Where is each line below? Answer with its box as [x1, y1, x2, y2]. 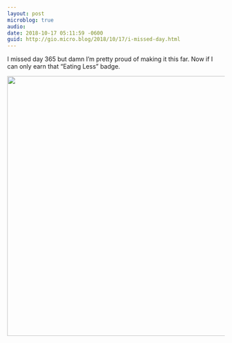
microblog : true [7, 17, 54, 24]
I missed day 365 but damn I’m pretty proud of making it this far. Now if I [7, 55, 213, 63]
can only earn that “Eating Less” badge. [7, 62, 121, 71]
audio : [7, 23, 26, 30]
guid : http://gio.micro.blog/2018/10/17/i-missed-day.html [7, 36, 181, 43]
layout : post [7, 10, 45, 17]
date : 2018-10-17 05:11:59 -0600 [7, 29, 104, 37]
